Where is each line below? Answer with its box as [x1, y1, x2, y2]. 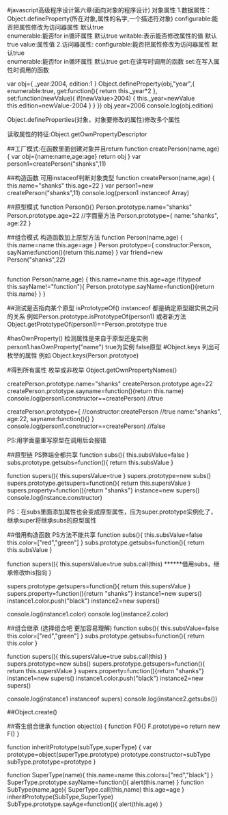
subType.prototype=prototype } [7, 757, 96, 766]
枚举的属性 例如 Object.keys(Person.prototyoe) [7, 351, 139, 360]
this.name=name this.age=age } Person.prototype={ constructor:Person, [7, 241, 212, 249]
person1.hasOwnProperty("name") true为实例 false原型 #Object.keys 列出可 [7, 343, 220, 351]
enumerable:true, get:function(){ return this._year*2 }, [7, 87, 158, 95]
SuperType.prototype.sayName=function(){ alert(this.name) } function [7, 778, 205, 786]
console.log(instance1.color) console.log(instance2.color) [7, 610, 169, 618]
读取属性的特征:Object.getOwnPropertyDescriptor [7, 130, 147, 138]
